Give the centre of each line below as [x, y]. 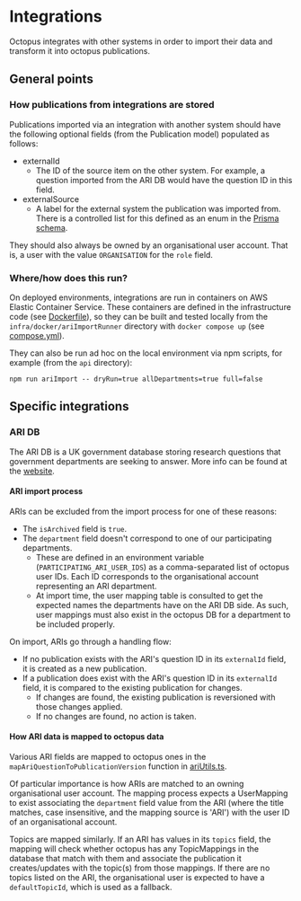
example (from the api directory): [71, 362]
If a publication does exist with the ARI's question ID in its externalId [150, 678]
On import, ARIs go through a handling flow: [91, 641]
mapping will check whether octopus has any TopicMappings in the [134, 849]
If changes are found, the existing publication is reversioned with [155, 697]
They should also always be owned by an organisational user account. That [149, 245]
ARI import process [46, 491]
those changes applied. [79, 706]
